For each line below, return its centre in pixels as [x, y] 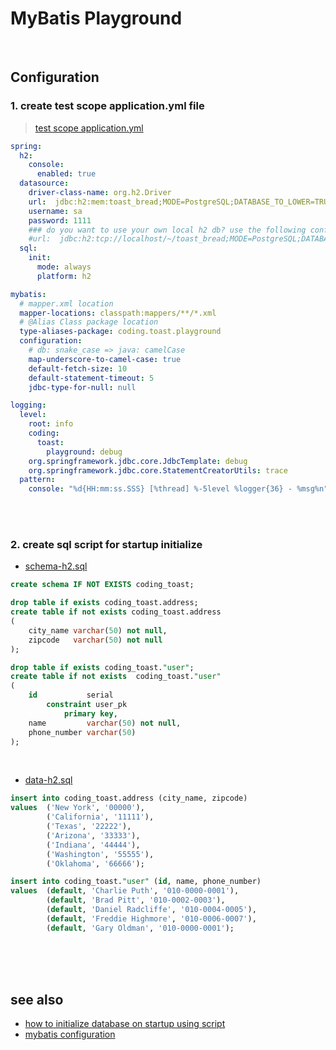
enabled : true [66, 174]
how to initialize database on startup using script [125, 1024]
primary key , [90, 713]
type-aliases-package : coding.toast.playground [120, 332]
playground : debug [84, 452]
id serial [71, 695]
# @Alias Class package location [89, 322]
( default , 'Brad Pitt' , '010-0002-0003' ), [136, 900]
